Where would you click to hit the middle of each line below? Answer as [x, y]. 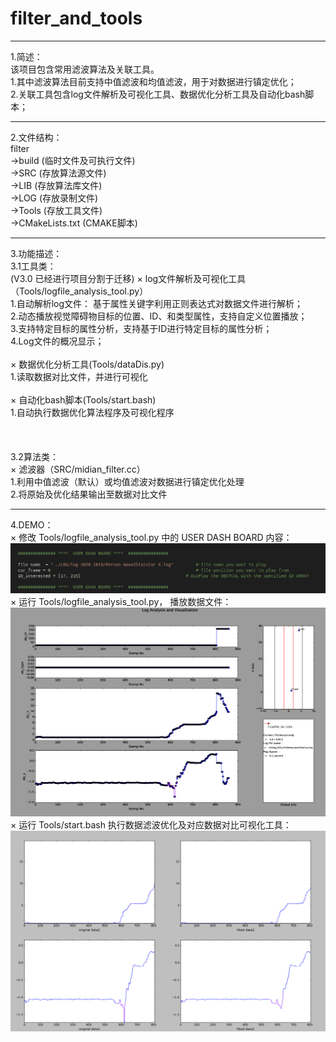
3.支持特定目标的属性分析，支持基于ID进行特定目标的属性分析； [141, 328]
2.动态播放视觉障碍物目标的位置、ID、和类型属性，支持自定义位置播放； [159, 316]
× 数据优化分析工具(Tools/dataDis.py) [87, 364]
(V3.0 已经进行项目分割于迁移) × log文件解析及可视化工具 [128, 278]
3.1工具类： [33, 266]
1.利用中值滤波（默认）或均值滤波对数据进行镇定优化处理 [127, 481]
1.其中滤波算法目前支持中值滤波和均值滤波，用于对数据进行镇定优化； [153, 81]
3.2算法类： [34, 456]
